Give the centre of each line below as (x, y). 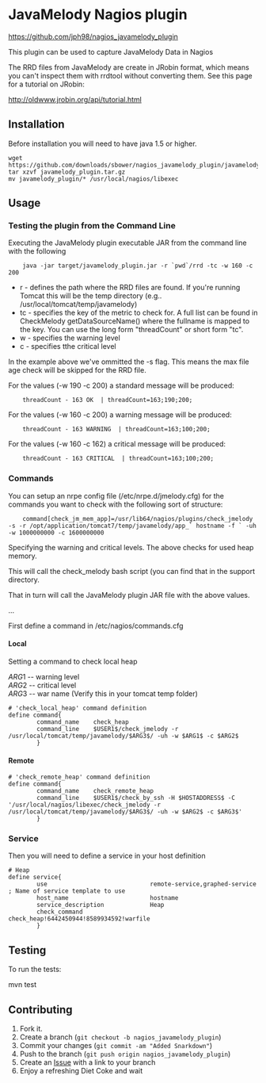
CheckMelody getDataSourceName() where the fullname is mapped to (135, 321)
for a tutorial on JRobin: (46, 84)
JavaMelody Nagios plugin (98, 15)
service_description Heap (101, 905)
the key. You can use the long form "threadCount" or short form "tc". (131, 330)
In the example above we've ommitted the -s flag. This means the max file (129, 362)
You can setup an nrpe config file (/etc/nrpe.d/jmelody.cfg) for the (116, 496)
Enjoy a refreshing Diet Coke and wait (81, 1071)
